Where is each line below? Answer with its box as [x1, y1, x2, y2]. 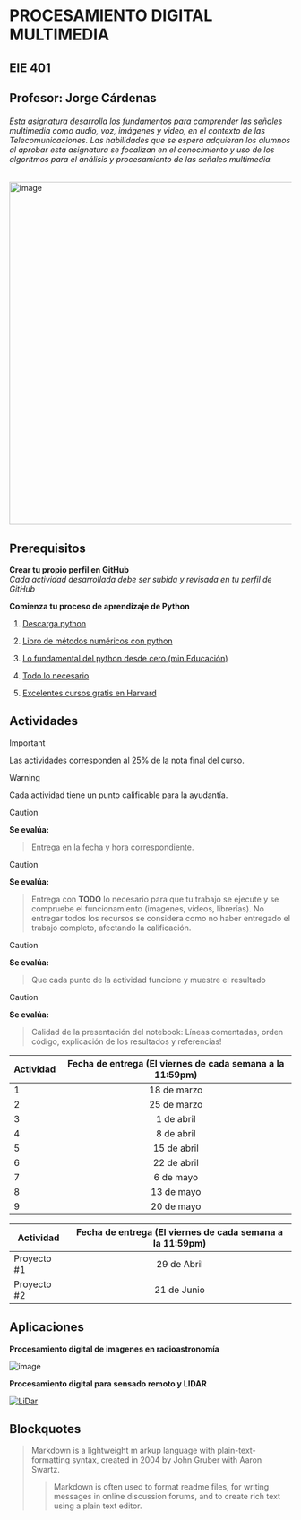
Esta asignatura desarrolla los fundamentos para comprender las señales [9, 116, 283, 126]
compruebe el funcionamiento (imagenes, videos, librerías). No [30, 902, 264, 914]
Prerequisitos [9, 540, 87, 556]
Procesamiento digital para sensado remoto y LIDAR [9, 1377, 208, 1389]
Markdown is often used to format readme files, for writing [53, 1481, 270, 1492]
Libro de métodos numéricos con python [21, 635, 173, 646]
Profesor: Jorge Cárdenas [9, 91, 157, 106]
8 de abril [155, 1127, 196, 1139]
